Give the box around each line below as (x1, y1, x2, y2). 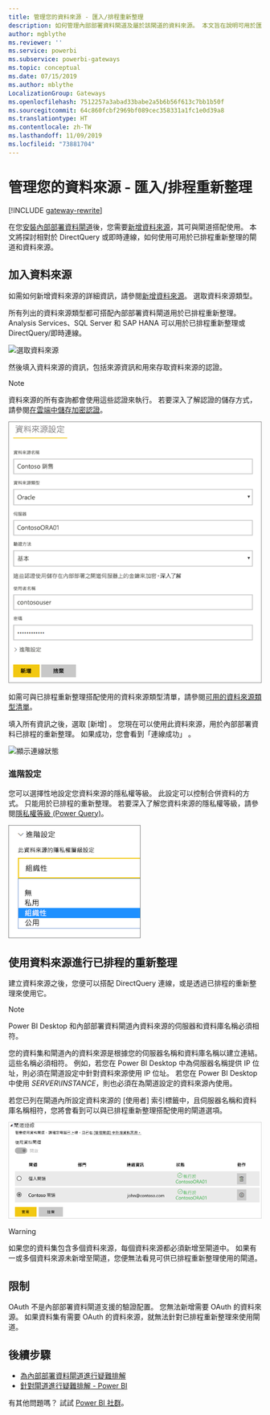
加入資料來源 (8, 268, 72, 281)
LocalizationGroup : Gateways (8, 89, 106, 97)
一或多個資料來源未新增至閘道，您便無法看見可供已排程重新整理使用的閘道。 (8, 1253, 262, 1263)
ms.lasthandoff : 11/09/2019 (8, 132, 103, 140)
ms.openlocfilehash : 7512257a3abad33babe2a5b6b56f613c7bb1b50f (8, 97, 225, 106)
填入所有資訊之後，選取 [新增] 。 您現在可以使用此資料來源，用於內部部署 (8, 720, 252, 729)
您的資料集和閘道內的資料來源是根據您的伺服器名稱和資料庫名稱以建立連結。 (8, 1048, 262, 1058)
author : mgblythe (8, 30, 67, 38)
